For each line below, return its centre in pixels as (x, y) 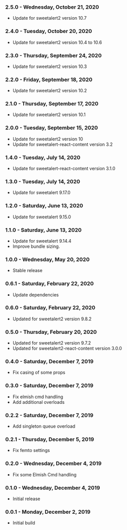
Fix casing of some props (39, 372)
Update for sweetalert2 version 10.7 (50, 18)
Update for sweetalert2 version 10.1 (49, 115)
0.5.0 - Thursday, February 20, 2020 (51, 332)
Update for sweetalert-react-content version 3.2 (62, 144)
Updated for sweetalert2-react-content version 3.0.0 (67, 349)
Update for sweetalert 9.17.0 (41, 193)
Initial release (26, 499)
